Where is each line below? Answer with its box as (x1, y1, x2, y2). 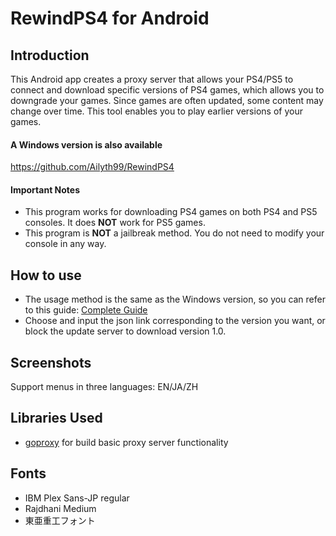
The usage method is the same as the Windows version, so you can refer (24, 293, 326, 306)
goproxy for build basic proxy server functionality (24, 436, 229, 448)
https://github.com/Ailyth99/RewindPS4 (10, 161, 175, 173)
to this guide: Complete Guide (24, 304, 148, 316)
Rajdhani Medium (24, 502, 97, 514)
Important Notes (10, 183, 81, 196)
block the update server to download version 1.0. (24, 325, 227, 337)
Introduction (10, 47, 90, 64)
